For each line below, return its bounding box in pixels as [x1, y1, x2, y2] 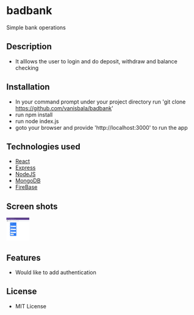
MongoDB [15, 177, 41, 185]
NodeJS [15, 171, 36, 178]
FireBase [15, 183, 38, 191]
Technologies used [6, 141, 81, 152]
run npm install [15, 111, 53, 118]
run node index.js [15, 117, 59, 125]
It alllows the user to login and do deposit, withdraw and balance [15, 57, 178, 65]
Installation [6, 82, 50, 92]
